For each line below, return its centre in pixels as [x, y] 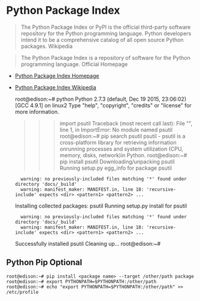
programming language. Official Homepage [74, 64]
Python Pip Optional [44, 262]
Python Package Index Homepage [57, 76]
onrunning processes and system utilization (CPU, [122, 149]
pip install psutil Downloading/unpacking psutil [117, 161]
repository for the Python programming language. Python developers [106, 33]
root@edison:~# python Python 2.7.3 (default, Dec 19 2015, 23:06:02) [101, 99]
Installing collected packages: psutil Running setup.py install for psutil [101, 206]
